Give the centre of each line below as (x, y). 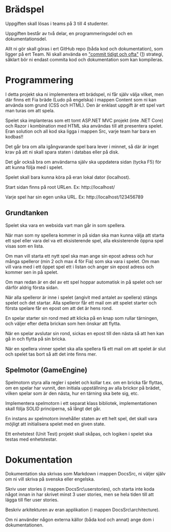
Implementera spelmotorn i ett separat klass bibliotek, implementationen (81, 403)
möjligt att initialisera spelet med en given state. (55, 424)
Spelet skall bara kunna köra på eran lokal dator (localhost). (68, 177)
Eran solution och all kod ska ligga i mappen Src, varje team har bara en (81, 131)
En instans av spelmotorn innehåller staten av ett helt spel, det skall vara (81, 418)
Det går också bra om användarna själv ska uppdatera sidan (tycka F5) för (83, 162)
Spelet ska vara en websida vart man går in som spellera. (66, 225)
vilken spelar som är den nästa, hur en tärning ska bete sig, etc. (72, 393)
